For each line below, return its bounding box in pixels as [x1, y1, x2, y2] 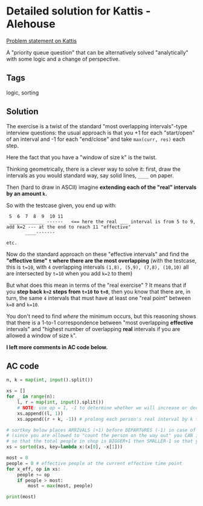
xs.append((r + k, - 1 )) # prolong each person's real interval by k [17, 416, 193, 422]
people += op [17, 471, 50, 478]
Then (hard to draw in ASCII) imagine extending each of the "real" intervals [6, 183, 197, 191]
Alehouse [6, 17, 56, 31]
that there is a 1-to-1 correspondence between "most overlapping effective [6, 319, 193, 326]
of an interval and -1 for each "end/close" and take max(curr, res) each [6, 135, 185, 143]
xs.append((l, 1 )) [17, 410, 63, 416]
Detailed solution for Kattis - [6, 4, 151, 18]
